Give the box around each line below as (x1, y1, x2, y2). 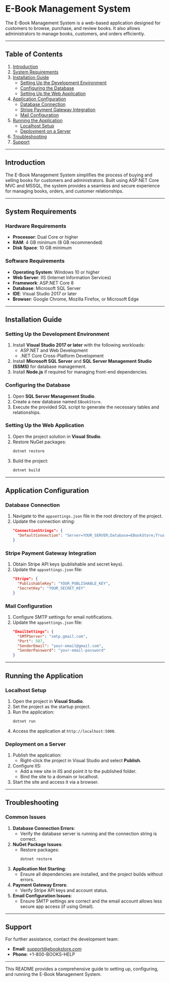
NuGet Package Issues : (12, 841, 63, 847)
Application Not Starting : (12, 865, 67, 872)
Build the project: (12, 458, 49, 464)
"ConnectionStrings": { (12, 528, 63, 534)
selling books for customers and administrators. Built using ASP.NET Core (5, 177, 159, 183)
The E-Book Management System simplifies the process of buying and (5, 172, 153, 178)
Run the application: (12, 709, 55, 715)
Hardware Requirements (5, 222, 67, 230)
